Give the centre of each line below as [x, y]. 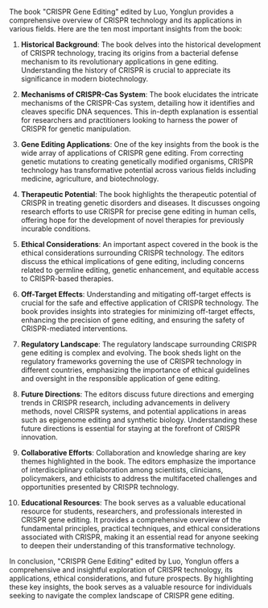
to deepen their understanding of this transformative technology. [128, 545]
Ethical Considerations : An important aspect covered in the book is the [139, 244]
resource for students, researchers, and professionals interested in [132, 511]
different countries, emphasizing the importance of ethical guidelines [135, 370]
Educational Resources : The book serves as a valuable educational [133, 503]
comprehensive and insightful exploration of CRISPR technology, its [121, 570]
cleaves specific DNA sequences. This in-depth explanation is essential [139, 111]
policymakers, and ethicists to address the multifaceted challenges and [139, 478]
